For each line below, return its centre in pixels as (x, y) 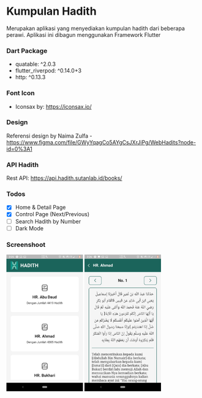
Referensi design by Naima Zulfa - (50, 136)
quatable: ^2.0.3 (36, 64)
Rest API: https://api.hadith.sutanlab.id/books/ (64, 178)
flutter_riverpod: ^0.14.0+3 (48, 71)
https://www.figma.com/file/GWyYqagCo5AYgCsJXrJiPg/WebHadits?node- (101, 142)
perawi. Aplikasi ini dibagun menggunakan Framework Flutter (84, 34)
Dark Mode (29, 228)
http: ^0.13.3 (30, 77)
